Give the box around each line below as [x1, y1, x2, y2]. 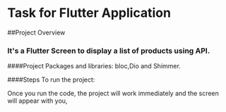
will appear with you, [7, 97, 68, 105]
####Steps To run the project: [7, 75, 95, 84]
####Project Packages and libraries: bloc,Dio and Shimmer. [7, 62, 182, 70]
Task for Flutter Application [7, 5, 172, 21]
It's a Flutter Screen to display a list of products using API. [7, 46, 210, 56]
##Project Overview [7, 28, 66, 37]
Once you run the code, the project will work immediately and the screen [7, 89, 219, 98]
